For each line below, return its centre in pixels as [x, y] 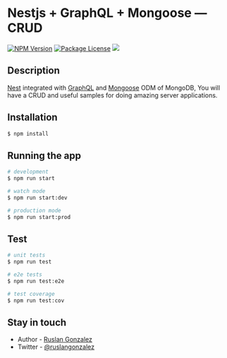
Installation [32, 118]
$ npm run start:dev [38, 198]
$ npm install [28, 133]
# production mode [34, 210]
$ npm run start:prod [39, 217]
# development [28, 172]
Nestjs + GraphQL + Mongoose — [107, 13]
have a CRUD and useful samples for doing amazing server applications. [112, 95]
